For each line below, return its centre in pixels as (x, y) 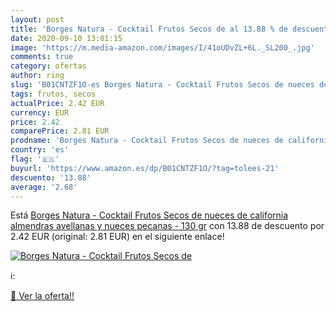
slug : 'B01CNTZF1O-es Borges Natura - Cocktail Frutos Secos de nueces (162, 85)
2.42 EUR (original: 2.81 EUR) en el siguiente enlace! (117, 237)
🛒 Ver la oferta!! (42, 296)
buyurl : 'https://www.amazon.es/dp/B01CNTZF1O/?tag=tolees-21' (145, 168)
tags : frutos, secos (53, 94)
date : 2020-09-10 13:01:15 (66, 38)
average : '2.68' (44, 187)
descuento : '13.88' (51, 177)
